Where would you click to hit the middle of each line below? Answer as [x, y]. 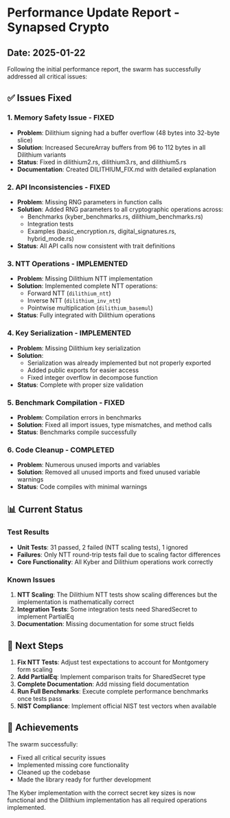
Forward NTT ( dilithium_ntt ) [69, 293]
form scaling [35, 669]
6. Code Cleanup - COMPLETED [61, 450]
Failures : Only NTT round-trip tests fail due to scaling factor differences [119, 555]
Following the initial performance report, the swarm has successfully [104, 69]
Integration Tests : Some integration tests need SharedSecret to [107, 610]
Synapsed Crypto [58, 27]
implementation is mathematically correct [76, 602]
